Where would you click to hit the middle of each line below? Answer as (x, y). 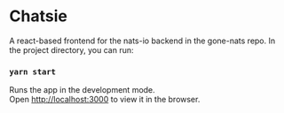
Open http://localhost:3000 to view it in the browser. (105, 100)
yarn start (32, 72)
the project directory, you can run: (72, 49)
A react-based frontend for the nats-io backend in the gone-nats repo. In (142, 41)
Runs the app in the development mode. (82, 90)
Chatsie (39, 16)
